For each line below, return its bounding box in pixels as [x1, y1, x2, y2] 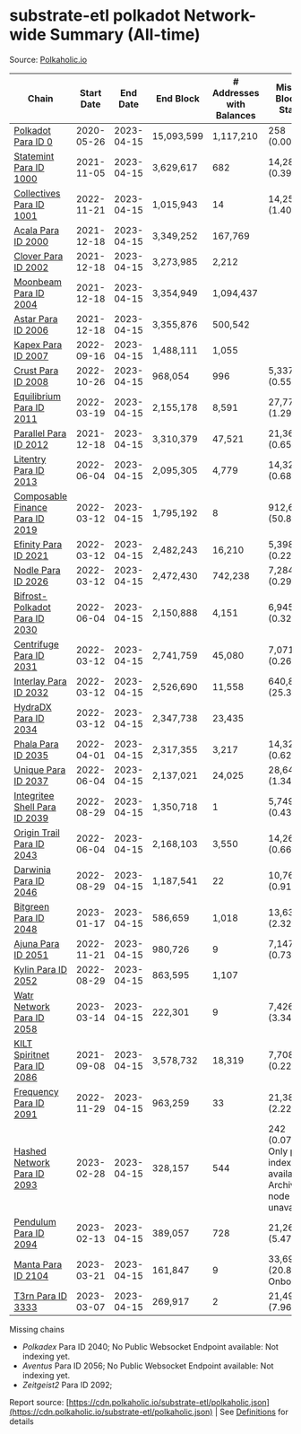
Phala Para [13, 738, 60, 750]
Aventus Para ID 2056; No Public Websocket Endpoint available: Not [21, 1360, 274, 1371]
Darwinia [13, 863, 51, 876]
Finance [13, 501, 47, 513]
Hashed [13, 1145, 47, 1158]
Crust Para [13, 364, 59, 377]
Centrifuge [13, 638, 60, 651]
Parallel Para [13, 427, 67, 440]
